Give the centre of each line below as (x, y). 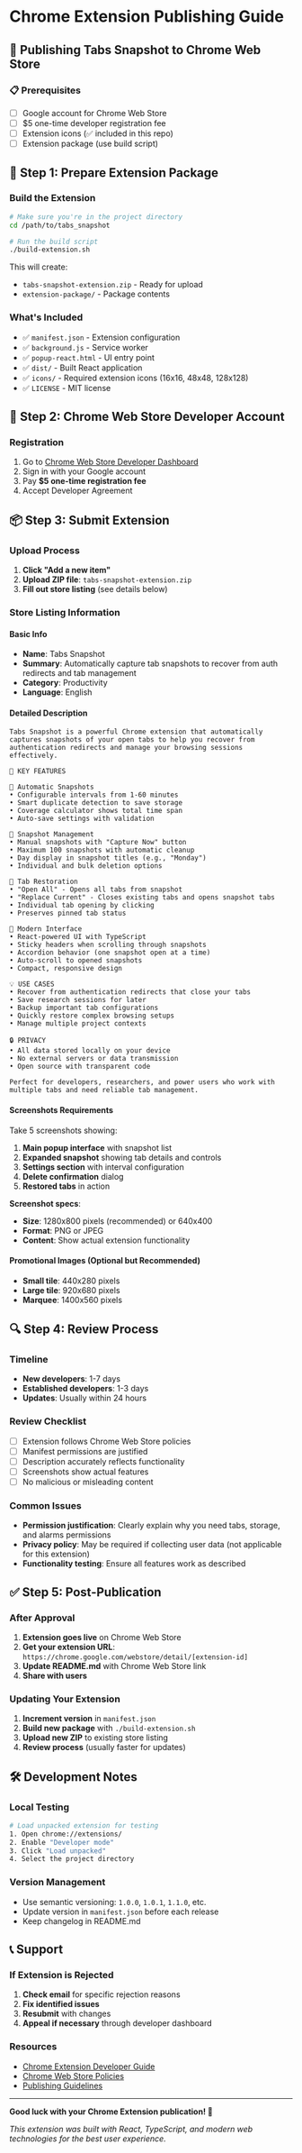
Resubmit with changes (67, 2014)
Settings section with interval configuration (103, 1167)
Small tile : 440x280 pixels (71, 1281)
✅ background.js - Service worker (85, 347)
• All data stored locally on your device (90, 1051)
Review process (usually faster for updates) (104, 1747)
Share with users (55, 1675)
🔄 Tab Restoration (44, 882)
